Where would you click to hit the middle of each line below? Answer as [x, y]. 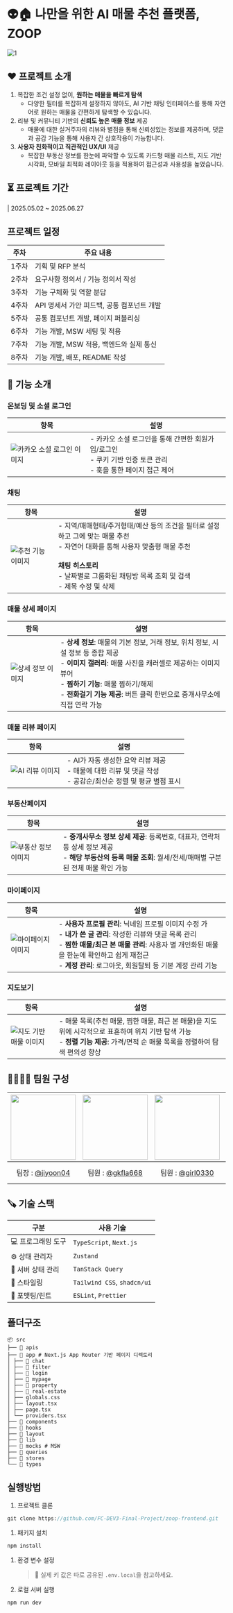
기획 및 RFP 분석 [60, 267]
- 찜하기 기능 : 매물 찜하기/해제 [107, 684]
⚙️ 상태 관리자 [32, 1257]
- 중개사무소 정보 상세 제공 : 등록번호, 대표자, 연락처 [141, 837]
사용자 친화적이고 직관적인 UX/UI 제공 [68, 146]
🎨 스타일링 [27, 1283]
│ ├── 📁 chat [26, 1361]
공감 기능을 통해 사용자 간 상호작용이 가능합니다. [100, 138]
